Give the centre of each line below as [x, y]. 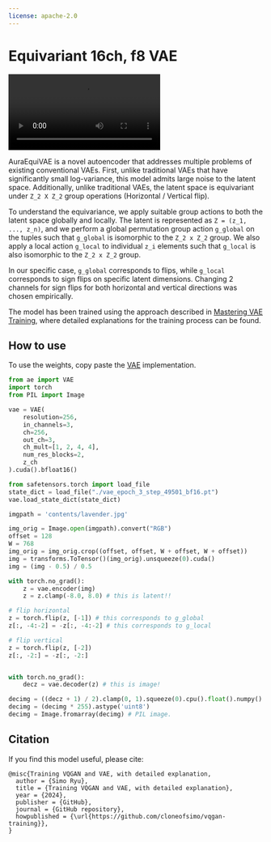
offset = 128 [30, 536]
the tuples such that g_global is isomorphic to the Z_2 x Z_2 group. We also [134, 237]
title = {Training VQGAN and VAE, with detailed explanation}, [124, 788]
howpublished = [41, 816]
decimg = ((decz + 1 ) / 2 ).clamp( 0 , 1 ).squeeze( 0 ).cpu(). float [117, 700]
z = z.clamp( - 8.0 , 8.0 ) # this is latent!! [97, 596]
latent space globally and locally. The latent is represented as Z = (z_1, [128, 220]
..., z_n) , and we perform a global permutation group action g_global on [131, 228]
